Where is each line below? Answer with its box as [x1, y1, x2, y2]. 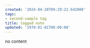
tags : [5, 12, 16, 16]
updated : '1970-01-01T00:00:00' [5, 25, 71, 30]
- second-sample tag [5, 16, 47, 21]
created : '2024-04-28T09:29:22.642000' [5, 7, 86, 12]
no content [5, 38, 27, 44]
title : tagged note [5, 20, 45, 26]
